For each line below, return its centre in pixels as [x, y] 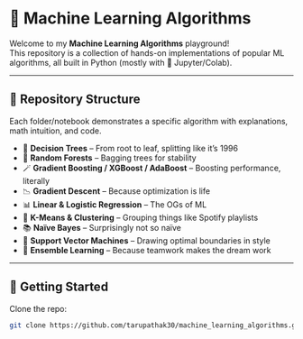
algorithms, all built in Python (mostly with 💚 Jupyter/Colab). [121, 62]
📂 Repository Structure [75, 100]
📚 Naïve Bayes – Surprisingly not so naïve [102, 227]
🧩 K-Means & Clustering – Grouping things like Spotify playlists [140, 217]
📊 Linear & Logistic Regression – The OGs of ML [115, 204]
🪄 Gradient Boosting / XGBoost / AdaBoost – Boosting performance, [151, 168]
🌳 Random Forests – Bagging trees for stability [109, 158]
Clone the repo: [38, 308]
